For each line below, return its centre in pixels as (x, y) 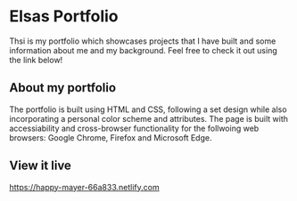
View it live (40, 166)
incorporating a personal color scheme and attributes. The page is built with (148, 118)
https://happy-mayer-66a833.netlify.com (84, 187)
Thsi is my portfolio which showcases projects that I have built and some (143, 41)
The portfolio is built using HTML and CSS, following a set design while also (148, 109)
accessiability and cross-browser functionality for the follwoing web (134, 128)
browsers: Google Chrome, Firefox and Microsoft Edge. (111, 137)
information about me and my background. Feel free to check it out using (144, 50)
